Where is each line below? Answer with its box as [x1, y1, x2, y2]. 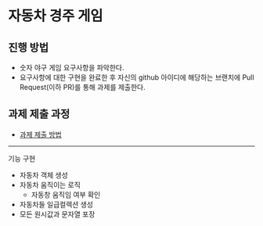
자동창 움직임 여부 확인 [31, 189, 101, 199]
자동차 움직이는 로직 [19, 180, 81, 189]
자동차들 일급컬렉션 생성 [19, 199, 94, 209]
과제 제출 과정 [8, 107, 70, 121]
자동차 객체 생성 [19, 170, 68, 180]
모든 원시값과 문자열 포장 [19, 209, 95, 219]
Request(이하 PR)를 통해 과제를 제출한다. [19, 83, 146, 91]
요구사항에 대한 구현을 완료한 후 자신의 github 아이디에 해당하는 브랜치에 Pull [19, 73, 254, 82]
